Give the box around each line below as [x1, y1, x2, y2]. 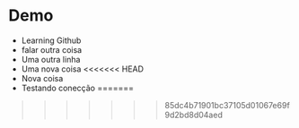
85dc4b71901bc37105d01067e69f [164, 99, 291, 110]
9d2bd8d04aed [164, 109, 224, 120]
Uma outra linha [21, 54, 81, 64]
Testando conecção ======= [21, 82, 134, 93]
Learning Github [21, 35, 82, 46]
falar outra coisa [21, 44, 83, 55]
